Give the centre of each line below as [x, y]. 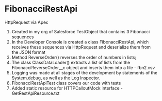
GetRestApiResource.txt [35, 93]
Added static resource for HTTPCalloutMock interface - [67, 88]
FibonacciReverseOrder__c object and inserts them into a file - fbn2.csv [83, 67]
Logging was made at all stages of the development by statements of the [84, 72]
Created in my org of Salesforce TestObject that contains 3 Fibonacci [81, 31]
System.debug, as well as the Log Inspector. [56, 78]
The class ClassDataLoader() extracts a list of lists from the [71, 62]
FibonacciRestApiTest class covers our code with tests [66, 83]
